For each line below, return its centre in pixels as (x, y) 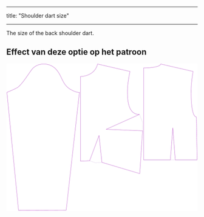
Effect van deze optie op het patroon (76, 52)
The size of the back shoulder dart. (50, 33)
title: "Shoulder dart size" (38, 15)
